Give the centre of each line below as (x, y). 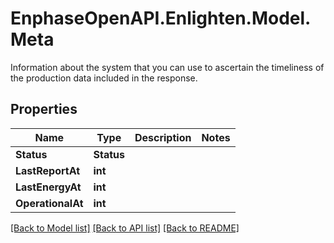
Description (163, 137)
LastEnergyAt (48, 187)
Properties (44, 109)
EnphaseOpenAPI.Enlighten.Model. (161, 18)
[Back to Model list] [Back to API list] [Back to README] (125, 228)
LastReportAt (47, 170)
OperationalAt (49, 203)
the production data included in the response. (104, 78)
